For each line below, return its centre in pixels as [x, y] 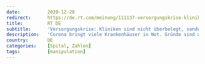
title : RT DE [34, 23]
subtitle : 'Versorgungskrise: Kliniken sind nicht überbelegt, [95, 29]
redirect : [19, 18]
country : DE [30, 40]
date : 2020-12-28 [41, 12]
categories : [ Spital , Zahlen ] [49, 46]
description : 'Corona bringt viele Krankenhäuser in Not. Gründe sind [101, 35]
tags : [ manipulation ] [46, 52]
